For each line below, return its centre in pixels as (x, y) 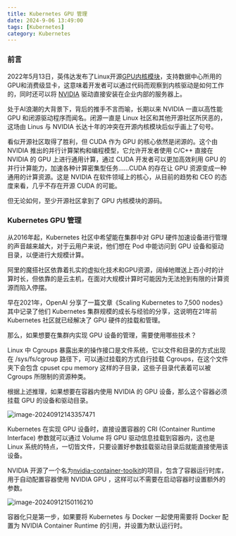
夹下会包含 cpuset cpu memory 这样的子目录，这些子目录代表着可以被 (109, 367)
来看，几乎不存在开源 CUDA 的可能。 (67, 185)
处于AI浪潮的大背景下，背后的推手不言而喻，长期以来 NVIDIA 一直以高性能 (115, 109)
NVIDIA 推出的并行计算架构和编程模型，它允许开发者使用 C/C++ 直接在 (110, 150)
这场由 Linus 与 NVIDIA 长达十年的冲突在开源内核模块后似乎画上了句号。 (112, 126)
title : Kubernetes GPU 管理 (48, 14)
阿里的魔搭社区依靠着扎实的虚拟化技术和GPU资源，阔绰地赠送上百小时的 (113, 269)
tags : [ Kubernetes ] (36, 27)
